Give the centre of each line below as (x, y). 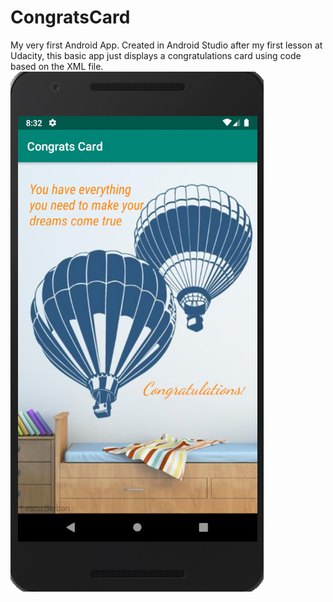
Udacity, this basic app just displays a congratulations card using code (156, 55)
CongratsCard (70, 17)
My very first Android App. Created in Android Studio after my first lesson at (166, 45)
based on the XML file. (57, 66)
